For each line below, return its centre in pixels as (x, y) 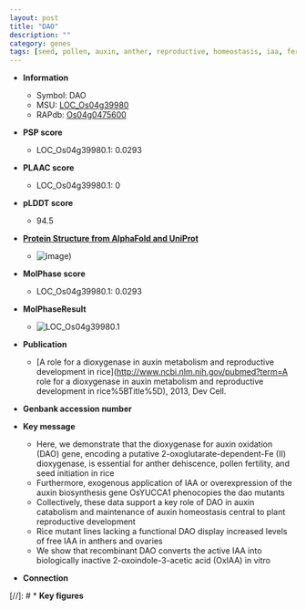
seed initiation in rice (75, 473)
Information (46, 78)
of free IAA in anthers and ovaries (99, 541)
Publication (45, 345)
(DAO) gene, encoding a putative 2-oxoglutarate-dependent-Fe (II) (161, 454)
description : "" (40, 35)
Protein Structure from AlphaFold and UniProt (110, 239)
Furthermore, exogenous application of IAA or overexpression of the (164, 483)
